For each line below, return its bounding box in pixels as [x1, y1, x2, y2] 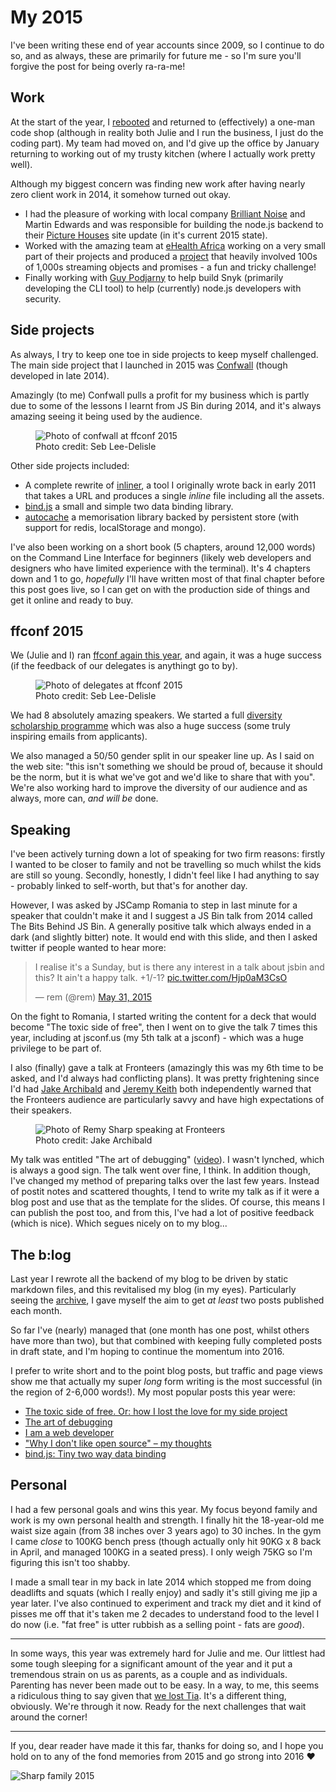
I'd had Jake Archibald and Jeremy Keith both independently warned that [10, 1083, 312, 1095]
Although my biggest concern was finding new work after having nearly [10, 177, 306, 190]
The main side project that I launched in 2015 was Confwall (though [10, 359, 288, 371]
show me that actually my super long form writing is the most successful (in [10, 1376, 323, 1387]
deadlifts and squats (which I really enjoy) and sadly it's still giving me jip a [10, 1586, 318, 1598]
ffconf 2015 [10, 622, 84, 640]
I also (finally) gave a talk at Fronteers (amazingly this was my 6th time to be [10, 1062, 324, 1074]
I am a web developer [24, 1427, 115, 1438]
